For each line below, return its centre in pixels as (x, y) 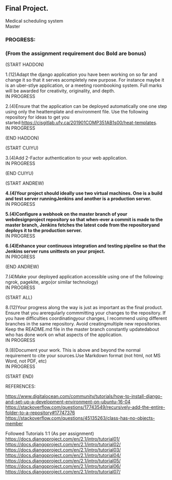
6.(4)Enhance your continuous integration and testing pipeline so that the (85, 246)
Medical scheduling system (34, 21)
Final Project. (27, 8)
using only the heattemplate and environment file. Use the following (77, 112)
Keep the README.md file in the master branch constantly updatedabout (82, 329)
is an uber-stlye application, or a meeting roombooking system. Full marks (84, 85)
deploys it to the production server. (44, 231)
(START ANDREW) (25, 183)
